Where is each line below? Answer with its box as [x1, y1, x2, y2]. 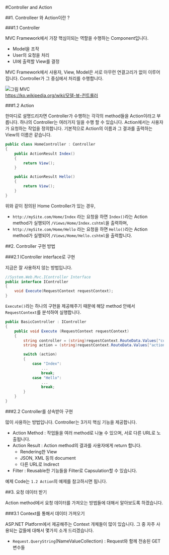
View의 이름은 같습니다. [5, 132, 52, 137]
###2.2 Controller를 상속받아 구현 [5, 408, 73, 414]
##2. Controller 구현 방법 [5, 243, 55, 249]
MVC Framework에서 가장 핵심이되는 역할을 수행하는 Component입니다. [5, 35, 149, 41]
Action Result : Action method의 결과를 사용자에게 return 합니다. [12, 442, 142, 448]
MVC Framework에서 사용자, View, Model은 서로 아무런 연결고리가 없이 [5, 69, 147, 75]
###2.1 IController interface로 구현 [5, 254, 75, 260]
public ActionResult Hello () [14, 174, 75, 179]
